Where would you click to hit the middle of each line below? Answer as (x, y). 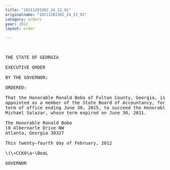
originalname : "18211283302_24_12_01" (46, 15)
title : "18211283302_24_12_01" (38, 10)
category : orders (24, 19)
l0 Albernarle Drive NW (35, 128)
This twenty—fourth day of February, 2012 (59, 143)
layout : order (20, 29)
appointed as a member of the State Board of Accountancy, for (85, 103)
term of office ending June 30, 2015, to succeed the (73, 108)
